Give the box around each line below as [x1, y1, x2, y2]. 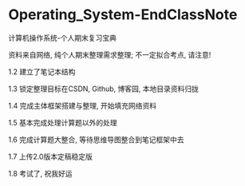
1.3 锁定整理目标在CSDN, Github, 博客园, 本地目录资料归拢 [8, 84, 200, 93]
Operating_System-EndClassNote [8, 6, 238, 24]
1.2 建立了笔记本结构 [8, 66, 76, 77]
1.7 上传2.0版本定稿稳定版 [8, 152, 93, 161]
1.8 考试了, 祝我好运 [8, 168, 73, 178]
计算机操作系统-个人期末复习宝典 [8, 33, 117, 42]
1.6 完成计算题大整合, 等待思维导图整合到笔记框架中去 [8, 134, 184, 144]
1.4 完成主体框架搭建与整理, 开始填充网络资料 [8, 101, 157, 110]
